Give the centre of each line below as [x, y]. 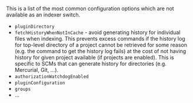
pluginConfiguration [40, 83]
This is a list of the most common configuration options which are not [90, 9]
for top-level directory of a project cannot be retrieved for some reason [101, 45]
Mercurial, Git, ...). [36, 70]
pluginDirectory [34, 26]
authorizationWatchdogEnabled [52, 77]
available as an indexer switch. [43, 15]
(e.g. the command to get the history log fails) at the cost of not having [100, 51]
